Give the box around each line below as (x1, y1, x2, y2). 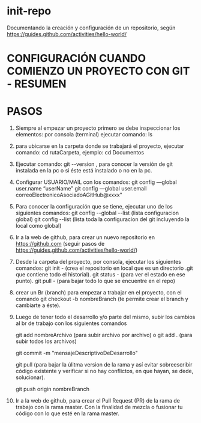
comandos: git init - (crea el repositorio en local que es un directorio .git (15, 264, 193, 272)
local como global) (15, 222, 62, 230)
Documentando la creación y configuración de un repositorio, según (7, 24, 176, 31)
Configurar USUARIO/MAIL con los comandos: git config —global (15, 178, 177, 186)
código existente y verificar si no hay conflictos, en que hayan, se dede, (15, 368, 194, 375)
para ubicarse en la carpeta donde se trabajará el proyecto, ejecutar (15, 142, 185, 150)
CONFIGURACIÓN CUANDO (7, 52, 146, 65)
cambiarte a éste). (15, 302, 61, 309)
